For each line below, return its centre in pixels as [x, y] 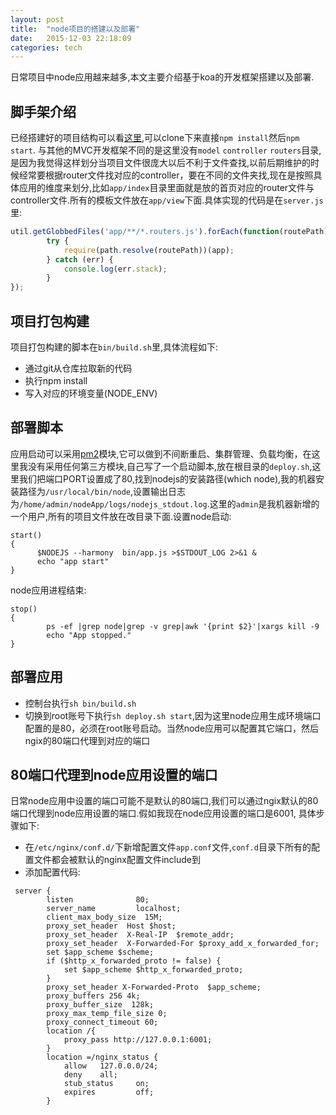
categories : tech [46, 47]
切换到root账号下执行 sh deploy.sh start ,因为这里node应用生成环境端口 [173, 715]
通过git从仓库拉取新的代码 [78, 368]
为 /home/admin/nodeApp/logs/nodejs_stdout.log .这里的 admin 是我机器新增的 [165, 503]
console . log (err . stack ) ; [115, 269]
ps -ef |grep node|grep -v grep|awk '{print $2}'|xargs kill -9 [183, 626]
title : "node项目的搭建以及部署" [75, 29]
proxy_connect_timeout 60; [102, 1022]
